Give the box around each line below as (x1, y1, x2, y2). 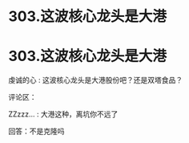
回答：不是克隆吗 (8, 126, 65, 137)
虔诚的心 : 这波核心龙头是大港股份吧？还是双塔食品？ (8, 76, 183, 85)
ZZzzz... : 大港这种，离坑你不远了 (8, 109, 119, 119)
